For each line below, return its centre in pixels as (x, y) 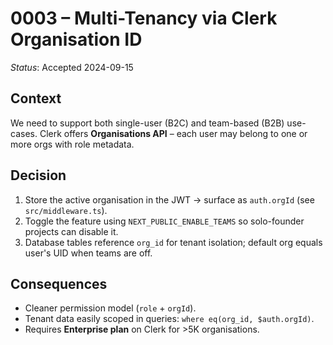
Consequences (59, 283)
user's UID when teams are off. (88, 253)
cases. (24, 133)
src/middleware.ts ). (66, 210)
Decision (38, 175)
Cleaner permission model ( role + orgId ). (110, 308)
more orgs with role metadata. (72, 144)
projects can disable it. (71, 231)
